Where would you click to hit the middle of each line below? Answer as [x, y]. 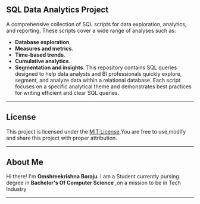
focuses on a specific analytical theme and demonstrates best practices [103, 86]
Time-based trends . [40, 55]
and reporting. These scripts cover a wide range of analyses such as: [91, 30]
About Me [25, 163]
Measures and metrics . [44, 48]
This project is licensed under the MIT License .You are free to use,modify [96, 131]
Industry [16, 189]
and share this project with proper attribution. [62, 138]
